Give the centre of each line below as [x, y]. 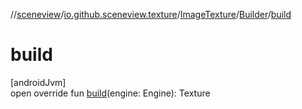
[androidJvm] [38, 82]
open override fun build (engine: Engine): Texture [110, 93]
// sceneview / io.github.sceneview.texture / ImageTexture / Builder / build [151, 14]
